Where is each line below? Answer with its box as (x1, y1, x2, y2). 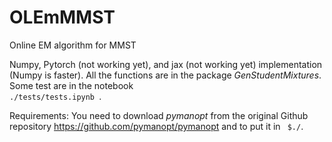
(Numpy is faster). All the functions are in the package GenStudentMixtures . (9, 69, 322, 81)
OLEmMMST (9, 6, 116, 29)
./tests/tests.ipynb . (9, 90, 102, 102)
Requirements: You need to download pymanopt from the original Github (9, 109, 309, 121)
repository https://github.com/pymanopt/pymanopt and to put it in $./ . (9, 120, 304, 132)
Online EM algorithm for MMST (9, 39, 137, 51)
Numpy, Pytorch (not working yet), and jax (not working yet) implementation (9, 58, 323, 70)
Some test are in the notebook (9, 79, 134, 91)
